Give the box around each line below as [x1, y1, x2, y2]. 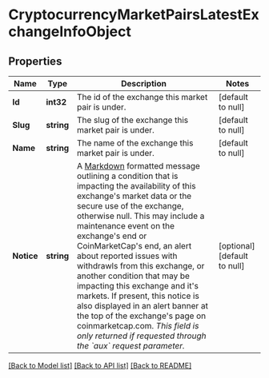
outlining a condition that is [76, 170, 179, 181]
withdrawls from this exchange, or [76, 261, 205, 271]
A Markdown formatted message [76, 161, 200, 171]
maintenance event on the [76, 221, 175, 231]
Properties [8, 54, 62, 68]
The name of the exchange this [76, 137, 194, 149]
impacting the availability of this [76, 181, 196, 191]
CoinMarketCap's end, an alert [76, 241, 192, 251]
